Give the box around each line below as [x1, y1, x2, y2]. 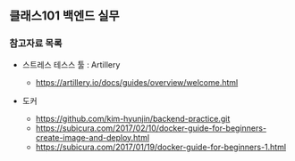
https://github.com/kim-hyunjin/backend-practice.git [35, 113, 231, 124]
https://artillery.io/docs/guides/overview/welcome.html [35, 76, 239, 87]
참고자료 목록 [9, 37, 63, 50]
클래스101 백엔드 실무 [9, 8, 120, 24]
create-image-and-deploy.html [35, 132, 150, 142]
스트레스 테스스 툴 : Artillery [21, 59, 121, 69]
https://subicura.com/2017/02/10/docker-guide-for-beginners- [35, 123, 266, 133]
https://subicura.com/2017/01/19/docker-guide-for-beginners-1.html [35, 141, 287, 152]
